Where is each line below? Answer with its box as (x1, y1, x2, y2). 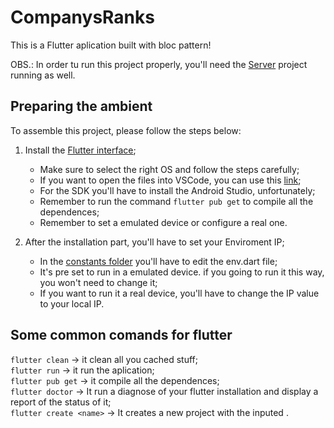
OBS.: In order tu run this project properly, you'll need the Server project (10, 58, 308, 70)
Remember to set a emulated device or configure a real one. (39, 216, 288, 228)
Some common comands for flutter (10, 327, 233, 344)
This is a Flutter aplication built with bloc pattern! (10, 39, 212, 51)
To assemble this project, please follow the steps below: (10, 124, 242, 136)
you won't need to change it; (39, 276, 158, 288)
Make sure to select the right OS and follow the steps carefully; (39, 163, 300, 175)
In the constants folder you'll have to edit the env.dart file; (39, 255, 278, 267)
